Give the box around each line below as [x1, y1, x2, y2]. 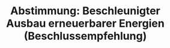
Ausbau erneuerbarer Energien [6, 17, 165, 30]
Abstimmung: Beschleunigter [10, 4, 160, 18]
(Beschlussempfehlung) [23, 30, 147, 43]
